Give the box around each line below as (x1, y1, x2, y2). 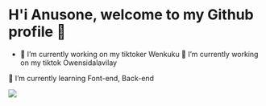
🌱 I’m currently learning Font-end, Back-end (8, 73, 155, 83)
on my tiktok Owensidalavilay (19, 58, 118, 67)
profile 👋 (8, 22, 66, 41)
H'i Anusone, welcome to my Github (8, 6, 254, 24)
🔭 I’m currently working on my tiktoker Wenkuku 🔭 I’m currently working (19, 49, 259, 59)
